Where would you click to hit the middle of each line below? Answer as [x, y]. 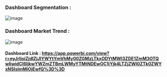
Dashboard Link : [23, 53]
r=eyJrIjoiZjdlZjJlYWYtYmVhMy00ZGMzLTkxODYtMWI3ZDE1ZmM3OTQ [82, 59]
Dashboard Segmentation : [38, 7]
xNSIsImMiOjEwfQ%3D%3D [35, 69]
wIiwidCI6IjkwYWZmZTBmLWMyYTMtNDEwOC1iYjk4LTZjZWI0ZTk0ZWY [83, 64]
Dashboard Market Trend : [38, 31]
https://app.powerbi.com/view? [75, 53]
